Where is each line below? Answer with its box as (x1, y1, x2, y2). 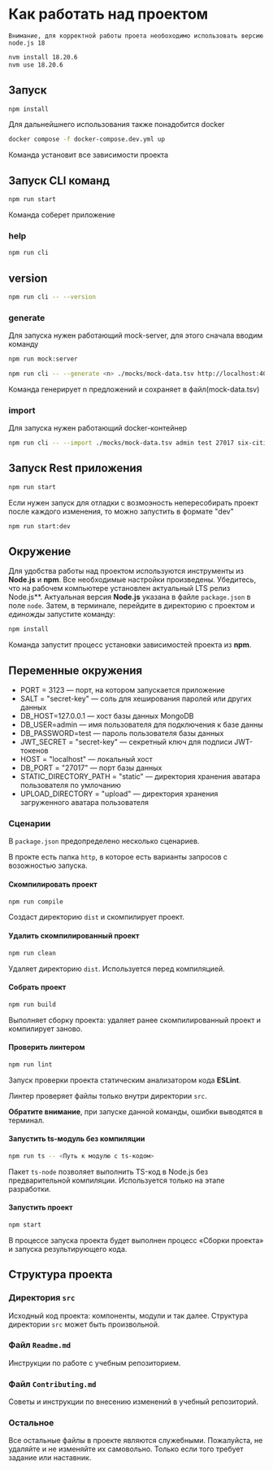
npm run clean (8, 949, 57, 957)
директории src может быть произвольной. (8, 1319, 160, 1329)
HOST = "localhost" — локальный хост (19, 755, 153, 764)
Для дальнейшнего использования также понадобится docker (8, 120, 225, 129)
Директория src (8, 1292, 76, 1303)
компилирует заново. (8, 1023, 83, 1034)
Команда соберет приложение (8, 209, 115, 220)
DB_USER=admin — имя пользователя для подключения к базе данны (19, 720, 264, 729)
